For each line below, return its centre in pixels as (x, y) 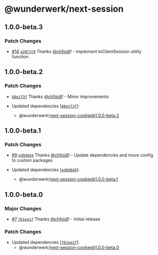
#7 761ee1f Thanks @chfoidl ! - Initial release (56, 219)
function (20, 57)
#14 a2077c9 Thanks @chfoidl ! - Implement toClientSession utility (77, 51)
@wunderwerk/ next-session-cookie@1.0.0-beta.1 (68, 179)
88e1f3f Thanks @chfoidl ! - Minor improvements (60, 97)
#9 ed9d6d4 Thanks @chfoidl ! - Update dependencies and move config (82, 155)
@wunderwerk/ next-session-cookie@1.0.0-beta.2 (69, 115)
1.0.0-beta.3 (24, 27)
